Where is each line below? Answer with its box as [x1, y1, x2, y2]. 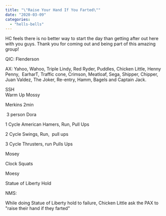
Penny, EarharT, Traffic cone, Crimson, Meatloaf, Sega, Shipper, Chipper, [5, 71, 158, 78]
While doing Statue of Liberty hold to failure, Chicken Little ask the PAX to [5, 200, 158, 206]
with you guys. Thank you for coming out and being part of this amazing [5, 41, 156, 47]
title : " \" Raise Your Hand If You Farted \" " [5, 7, 101, 13]
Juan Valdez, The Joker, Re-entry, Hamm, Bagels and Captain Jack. [5, 77, 147, 83]
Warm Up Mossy [5, 92, 40, 98]
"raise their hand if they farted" [5, 205, 70, 211]
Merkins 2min [5, 102, 34, 108]
